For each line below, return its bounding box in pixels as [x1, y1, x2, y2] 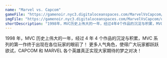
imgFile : [5, 16, 23, 21]
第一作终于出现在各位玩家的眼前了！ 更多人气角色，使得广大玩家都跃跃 [13, 42, 159, 48]
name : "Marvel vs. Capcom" [5, 7, 61, 12]
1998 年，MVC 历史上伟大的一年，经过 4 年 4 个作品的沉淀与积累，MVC [5, 35, 153, 41]
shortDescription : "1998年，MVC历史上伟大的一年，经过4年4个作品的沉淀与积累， [5, 21, 157, 26]
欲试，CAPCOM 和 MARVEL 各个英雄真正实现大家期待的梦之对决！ [5, 48, 142, 54]
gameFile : [5, 12, 26, 17]
